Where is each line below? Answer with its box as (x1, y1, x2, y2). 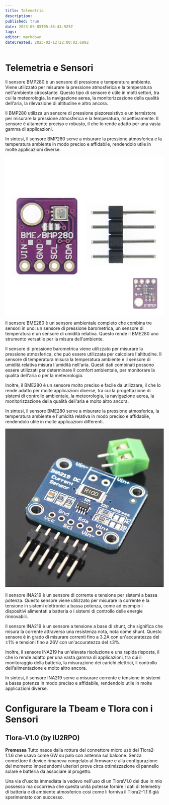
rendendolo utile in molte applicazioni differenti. (5, 418, 104, 424)
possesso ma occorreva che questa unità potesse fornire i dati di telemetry (5, 783, 161, 789)
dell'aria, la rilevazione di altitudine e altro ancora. (5, 100, 108, 106)
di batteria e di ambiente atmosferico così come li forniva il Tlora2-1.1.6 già (5, 788, 159, 794)
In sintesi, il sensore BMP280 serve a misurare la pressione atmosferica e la (5, 136, 162, 142)
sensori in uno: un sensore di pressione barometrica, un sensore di (5, 325, 144, 331)
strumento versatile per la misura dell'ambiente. (5, 336, 104, 342)
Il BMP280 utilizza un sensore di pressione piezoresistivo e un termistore (5, 110, 156, 116)
